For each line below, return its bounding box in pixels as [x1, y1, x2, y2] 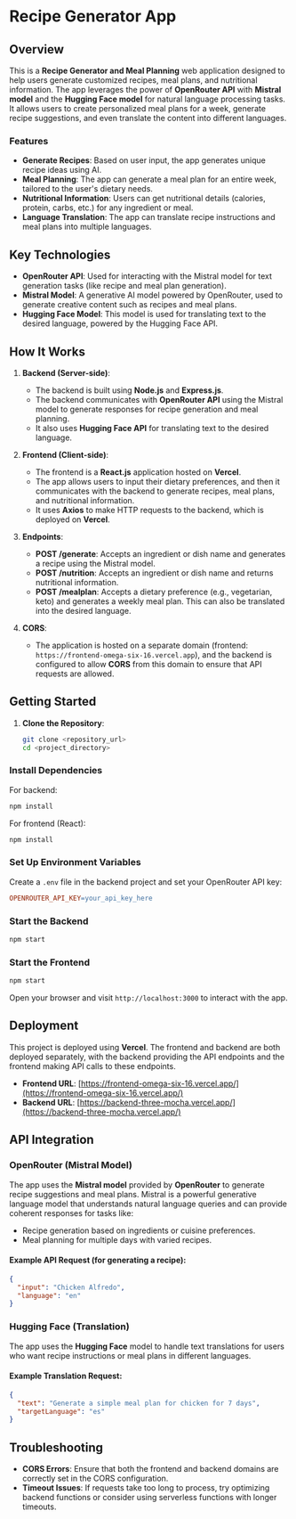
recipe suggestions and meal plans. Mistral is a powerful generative [9, 1188, 257, 1199]
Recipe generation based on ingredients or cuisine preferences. [21, 1225, 256, 1236]
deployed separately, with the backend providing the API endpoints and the [9, 1051, 285, 1062]
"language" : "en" [17, 1291, 82, 1300]
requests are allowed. [35, 668, 115, 679]
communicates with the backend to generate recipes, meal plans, [35, 486, 276, 496]
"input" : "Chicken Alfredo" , [17, 1283, 125, 1292]
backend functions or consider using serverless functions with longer [21, 1492, 277, 1503]
